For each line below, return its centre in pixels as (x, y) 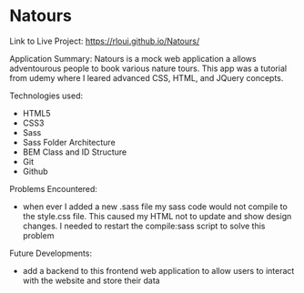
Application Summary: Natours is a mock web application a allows (133, 58)
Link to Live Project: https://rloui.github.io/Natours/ (105, 41)
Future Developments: (51, 253)
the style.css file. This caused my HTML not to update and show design (157, 216)
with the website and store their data (91, 280)
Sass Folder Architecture (69, 142)
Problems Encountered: (54, 188)
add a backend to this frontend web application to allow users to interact (158, 270)
